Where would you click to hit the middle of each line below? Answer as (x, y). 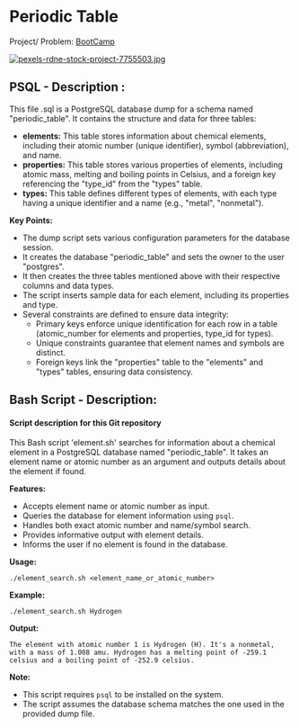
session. (38, 247)
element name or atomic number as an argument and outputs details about (147, 462)
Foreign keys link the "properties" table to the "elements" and (149, 362)
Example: (27, 595)
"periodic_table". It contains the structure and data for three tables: (133, 118)
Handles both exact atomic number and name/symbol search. (136, 526)
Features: (28, 489)
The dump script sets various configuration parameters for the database (156, 238)
